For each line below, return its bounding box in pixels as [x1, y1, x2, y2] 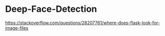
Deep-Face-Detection [5, 3, 97, 15]
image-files [5, 25, 29, 31]
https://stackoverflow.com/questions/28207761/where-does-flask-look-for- [5, 20, 160, 26]
